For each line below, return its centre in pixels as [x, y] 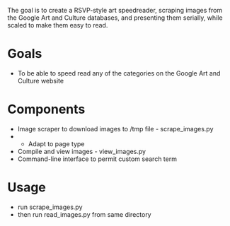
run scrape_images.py [50, 207]
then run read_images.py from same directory [84, 214]
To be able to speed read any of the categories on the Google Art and [119, 73]
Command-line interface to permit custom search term [97, 159]
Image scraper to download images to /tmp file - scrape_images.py [115, 129]
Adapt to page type [56, 143]
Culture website [41, 81]
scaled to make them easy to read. [58, 25]
